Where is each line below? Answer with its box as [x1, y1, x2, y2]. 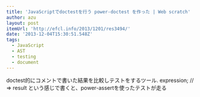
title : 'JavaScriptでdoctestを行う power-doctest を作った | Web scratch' [6, 8, 191, 15]
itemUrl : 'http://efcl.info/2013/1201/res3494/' [6, 25, 131, 32]
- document [11, 59, 39, 65]
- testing [11, 54, 36, 60]
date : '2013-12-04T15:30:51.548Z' [6, 31, 93, 37]
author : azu [6, 14, 36, 20]
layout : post [6, 20, 39, 26]
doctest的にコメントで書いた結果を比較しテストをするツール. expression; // [6, 77, 194, 84]
